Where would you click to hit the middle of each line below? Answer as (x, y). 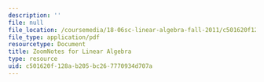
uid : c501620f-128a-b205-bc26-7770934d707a (81, 66)
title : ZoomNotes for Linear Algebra (70, 52)
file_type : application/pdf (54, 37)
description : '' (35, 15)
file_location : (33, 30)
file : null (26, 23)
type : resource (33, 59)
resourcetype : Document (47, 45)
